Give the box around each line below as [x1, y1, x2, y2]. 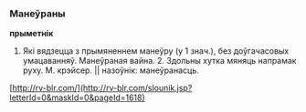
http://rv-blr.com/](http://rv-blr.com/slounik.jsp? [12, 83, 193, 94]
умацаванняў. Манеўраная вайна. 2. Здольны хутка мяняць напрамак [22, 56, 297, 66]
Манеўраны [9, 7, 66, 20]
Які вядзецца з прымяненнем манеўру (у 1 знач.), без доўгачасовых [22, 46, 290, 56]
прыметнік [9, 28, 54, 39]
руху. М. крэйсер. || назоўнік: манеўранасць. [22, 65, 199, 76]
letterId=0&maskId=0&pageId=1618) [9, 92, 146, 103]
